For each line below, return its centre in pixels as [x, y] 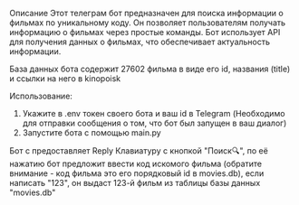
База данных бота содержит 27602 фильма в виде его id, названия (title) [150, 69]
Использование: [41, 96]
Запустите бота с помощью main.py [92, 133]
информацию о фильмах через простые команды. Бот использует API [145, 32]
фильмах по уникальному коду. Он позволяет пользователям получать [148, 23]
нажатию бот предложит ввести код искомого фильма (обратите [136, 163]
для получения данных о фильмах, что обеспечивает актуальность [140, 42]
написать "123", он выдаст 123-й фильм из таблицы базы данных [135, 183]
